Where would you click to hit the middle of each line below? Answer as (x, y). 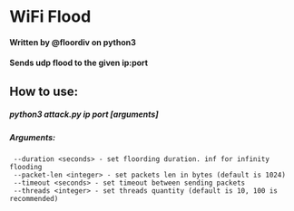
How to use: (44, 91)
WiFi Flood (50, 17)
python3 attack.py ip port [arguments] (84, 114)
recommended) (34, 199)
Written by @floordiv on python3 (73, 42)
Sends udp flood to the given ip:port (78, 63)
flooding (26, 168)
